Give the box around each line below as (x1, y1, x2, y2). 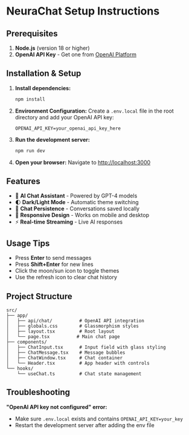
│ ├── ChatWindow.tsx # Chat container (6, 355, 123, 361)
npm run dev (14, 147, 45, 154)
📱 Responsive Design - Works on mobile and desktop (14, 211, 150, 219)
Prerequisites (6, 28, 58, 39)
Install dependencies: (14, 84, 71, 91)
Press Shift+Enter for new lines (14, 261, 94, 268)
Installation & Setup (6, 68, 82, 79)
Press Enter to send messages (14, 254, 92, 262)
